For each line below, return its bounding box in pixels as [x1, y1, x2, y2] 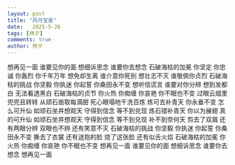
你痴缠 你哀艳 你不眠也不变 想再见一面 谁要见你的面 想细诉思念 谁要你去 [20, 141, 228, 150]
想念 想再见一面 [7, 150, 52, 158]
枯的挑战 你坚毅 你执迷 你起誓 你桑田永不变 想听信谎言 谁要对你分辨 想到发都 [7, 80, 228, 88]
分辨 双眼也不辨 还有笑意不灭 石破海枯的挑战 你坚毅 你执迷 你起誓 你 [25, 124, 222, 132]
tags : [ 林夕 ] [7, 29, 43, 37]
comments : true [7, 36, 52, 43]
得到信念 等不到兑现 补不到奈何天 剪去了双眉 [90, 115, 218, 123]
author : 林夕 [7, 43, 43, 50]
